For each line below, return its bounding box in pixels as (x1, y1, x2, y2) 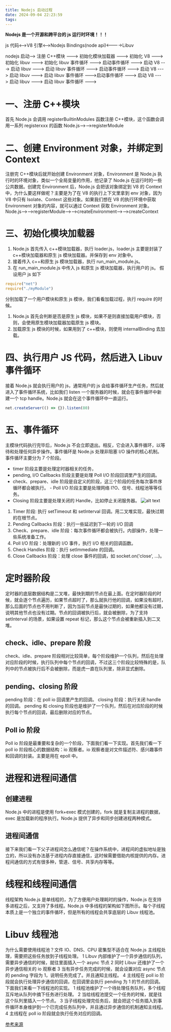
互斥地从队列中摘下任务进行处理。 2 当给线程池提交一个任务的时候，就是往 (5, 991, 162, 997)
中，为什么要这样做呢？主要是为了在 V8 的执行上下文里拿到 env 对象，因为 (5, 190, 162, 196)
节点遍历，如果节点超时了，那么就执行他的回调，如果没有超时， (32, 596, 166, 603)
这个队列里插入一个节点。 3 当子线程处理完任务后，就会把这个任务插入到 (5, 997, 158, 1003)
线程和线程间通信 (5, 879, 77, 890)
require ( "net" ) (5, 281, 38, 287)
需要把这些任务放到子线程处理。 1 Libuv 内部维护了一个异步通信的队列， (14, 953, 165, 959)
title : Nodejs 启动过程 (5, 7, 52, 13)
